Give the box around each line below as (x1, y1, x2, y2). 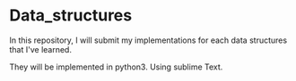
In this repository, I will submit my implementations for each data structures (9, 35, 288, 45)
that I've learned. (9, 44, 72, 54)
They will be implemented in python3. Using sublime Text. (9, 61, 223, 72)
